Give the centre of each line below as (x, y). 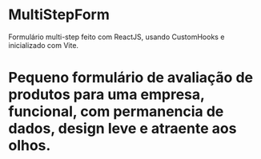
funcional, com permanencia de (116, 111)
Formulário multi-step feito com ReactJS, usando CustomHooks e (116, 37)
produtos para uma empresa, (106, 95)
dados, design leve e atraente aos (122, 129)
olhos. (30, 146)
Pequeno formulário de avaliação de (131, 78)
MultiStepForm (59, 15)
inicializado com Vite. (43, 45)
